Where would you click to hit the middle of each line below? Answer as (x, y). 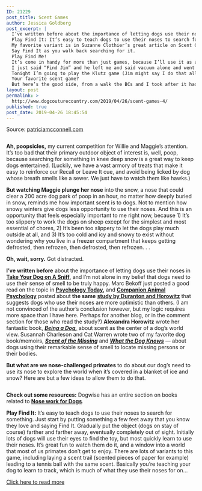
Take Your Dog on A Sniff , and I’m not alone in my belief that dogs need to (98, 277)
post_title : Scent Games (37, 17)
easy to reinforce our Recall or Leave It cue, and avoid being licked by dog (98, 172)
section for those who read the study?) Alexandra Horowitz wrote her (93, 322)
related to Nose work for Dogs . (45, 401)
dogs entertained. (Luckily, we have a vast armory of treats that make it (94, 165)
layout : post (23, 90)
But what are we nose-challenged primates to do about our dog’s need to (99, 365)
